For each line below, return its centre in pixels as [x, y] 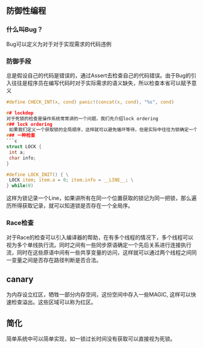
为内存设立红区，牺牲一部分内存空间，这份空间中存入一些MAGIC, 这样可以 [99, 295]
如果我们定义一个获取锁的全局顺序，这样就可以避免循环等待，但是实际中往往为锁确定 [99, 130]
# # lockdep [20, 113]
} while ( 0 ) [20, 186]
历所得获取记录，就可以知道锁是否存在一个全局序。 [70, 206]
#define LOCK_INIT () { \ [37, 174]
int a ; [17, 152]
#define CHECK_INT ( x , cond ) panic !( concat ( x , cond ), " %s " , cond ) [90, 102]
